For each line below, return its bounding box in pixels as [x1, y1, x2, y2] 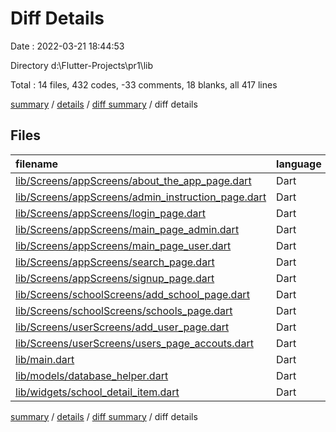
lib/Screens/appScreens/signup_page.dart [15, 271, 215, 285]
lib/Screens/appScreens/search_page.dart [15, 255, 215, 269]
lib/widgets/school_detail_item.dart [15, 385, 180, 399]
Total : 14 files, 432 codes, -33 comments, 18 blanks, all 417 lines [10, 78, 278, 91]
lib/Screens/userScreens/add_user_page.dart [15, 320, 230, 334]
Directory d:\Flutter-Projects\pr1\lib [10, 59, 153, 71]
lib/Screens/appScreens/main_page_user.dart [15, 238, 232, 252]
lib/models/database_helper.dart [15, 368, 169, 382]
